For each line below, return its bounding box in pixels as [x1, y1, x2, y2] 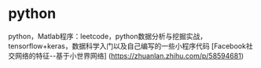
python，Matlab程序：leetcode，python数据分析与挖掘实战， [8, 31, 207, 41]
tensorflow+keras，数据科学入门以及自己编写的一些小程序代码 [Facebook [8, 41, 246, 51]
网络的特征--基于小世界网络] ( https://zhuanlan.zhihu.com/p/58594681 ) [14, 51, 244, 60]
